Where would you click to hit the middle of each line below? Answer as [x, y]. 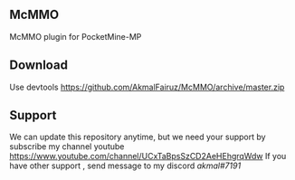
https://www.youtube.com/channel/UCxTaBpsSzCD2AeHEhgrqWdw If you [148, 156]
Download [38, 66]
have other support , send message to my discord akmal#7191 [125, 166]
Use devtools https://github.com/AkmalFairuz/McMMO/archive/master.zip [147, 87]
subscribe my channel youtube [67, 147]
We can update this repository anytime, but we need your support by [138, 137]
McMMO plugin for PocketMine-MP [76, 36]
